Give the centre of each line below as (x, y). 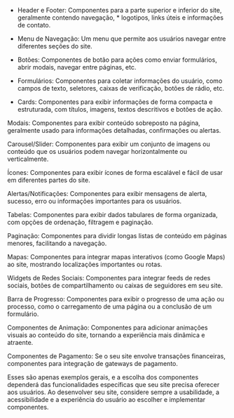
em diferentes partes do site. (49, 180)
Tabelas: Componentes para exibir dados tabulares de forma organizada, (113, 215)
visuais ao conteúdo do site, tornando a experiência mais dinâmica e (106, 335)
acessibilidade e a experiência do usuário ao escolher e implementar (106, 399)
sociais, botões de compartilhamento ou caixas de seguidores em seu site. (115, 285)
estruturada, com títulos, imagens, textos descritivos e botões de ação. (120, 109)
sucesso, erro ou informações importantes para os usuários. (95, 201)
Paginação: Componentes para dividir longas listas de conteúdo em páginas (117, 236)
